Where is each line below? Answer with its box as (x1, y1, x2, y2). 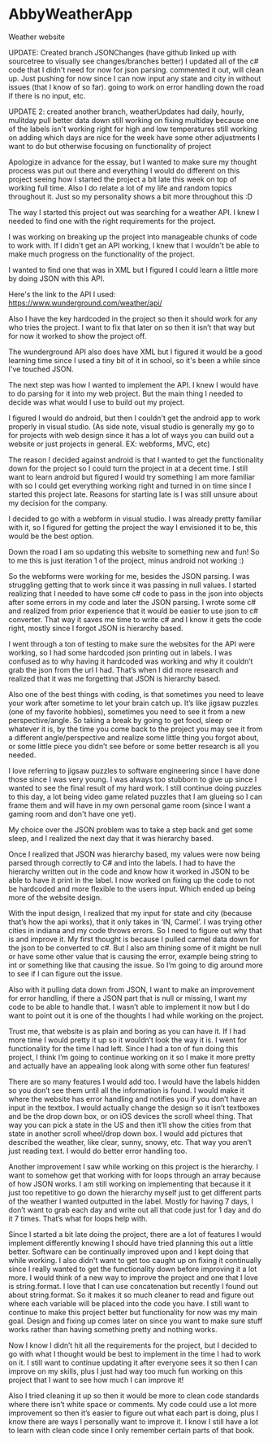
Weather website (8, 32, 65, 42)
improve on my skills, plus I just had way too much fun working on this (8, 1366, 244, 1376)
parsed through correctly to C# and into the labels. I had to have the (8, 857, 235, 867)
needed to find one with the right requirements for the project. (8, 216, 217, 226)
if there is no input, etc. (8, 90, 86, 100)
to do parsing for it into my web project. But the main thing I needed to (8, 388, 244, 398)
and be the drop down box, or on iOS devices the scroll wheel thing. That (8, 1111, 253, 1121)
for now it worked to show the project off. (8, 331, 147, 340)
